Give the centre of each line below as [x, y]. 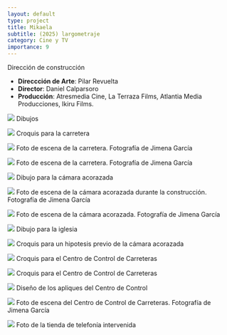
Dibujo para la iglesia [47, 229]
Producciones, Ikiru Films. [56, 104]
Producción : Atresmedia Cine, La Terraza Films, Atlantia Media [110, 96]
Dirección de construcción [46, 67]
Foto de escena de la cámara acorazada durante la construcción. [111, 192]
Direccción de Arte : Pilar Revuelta [68, 81]
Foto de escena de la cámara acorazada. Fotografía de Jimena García [118, 214]
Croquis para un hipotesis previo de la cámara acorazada [100, 244]
